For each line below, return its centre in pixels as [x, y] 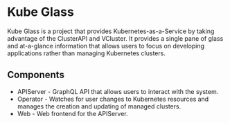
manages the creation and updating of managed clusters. [99, 106]
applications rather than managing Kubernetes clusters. [87, 53]
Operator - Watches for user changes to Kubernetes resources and [113, 99]
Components [36, 75]
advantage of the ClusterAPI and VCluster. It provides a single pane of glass [115, 38]
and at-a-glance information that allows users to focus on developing [106, 46]
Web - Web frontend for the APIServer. [72, 113]
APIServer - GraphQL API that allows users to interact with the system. [118, 91]
